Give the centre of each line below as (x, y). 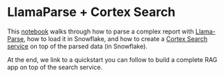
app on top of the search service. (55, 67)
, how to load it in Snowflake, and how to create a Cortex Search (115, 38)
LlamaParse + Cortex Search (91, 12)
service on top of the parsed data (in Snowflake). (78, 46)
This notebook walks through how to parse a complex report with (101, 31)
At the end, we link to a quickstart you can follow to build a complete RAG (112, 59)
